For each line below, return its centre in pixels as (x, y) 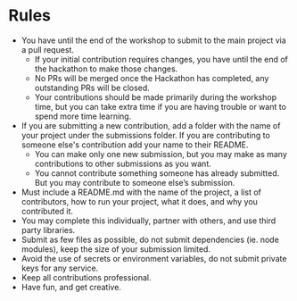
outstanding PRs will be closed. (92, 88)
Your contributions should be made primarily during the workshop (156, 97)
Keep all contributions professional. (86, 277)
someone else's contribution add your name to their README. (135, 145)
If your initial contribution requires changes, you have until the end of (161, 59)
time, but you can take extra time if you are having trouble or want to (161, 106)
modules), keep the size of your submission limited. (116, 249)
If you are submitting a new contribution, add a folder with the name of (151, 125)
